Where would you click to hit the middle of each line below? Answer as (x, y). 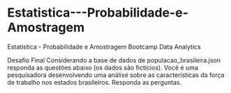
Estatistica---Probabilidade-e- (98, 13)
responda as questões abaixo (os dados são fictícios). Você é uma (103, 67)
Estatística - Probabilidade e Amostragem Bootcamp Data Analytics (104, 46)
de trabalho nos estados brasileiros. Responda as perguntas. (95, 82)
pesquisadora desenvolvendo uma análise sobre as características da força (116, 75)
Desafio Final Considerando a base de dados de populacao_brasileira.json (114, 60)
